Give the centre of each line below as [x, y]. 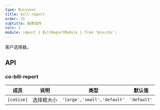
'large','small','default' [93, 99]
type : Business [21, 10]
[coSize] [18, 99]
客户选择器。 [18, 47]
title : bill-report [25, 14]
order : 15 [15, 19]
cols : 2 [13, 28]
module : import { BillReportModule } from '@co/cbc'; [61, 32]
